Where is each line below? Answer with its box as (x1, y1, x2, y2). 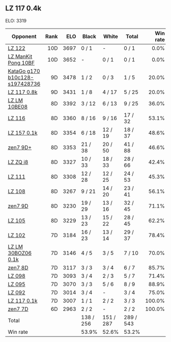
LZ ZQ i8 (8, 158, 28, 165)
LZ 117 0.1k (8, 297, 38, 304)
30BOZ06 (8, 249, 32, 256)
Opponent (12, 33, 37, 40)
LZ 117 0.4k (5, 4, 42, 13)
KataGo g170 (8, 67, 40, 74)
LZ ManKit (8, 53, 33, 60)
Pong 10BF (8, 59, 35, 66)
